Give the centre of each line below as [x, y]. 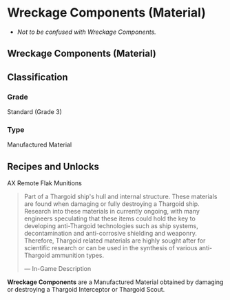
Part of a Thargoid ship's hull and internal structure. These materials [121, 197]
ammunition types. [78, 255]
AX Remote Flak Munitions [45, 183]
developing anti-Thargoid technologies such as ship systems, [111, 226]
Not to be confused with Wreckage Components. [86, 32]
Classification [38, 77]
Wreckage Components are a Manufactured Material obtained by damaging [115, 282]
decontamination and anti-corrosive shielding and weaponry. [111, 234]
